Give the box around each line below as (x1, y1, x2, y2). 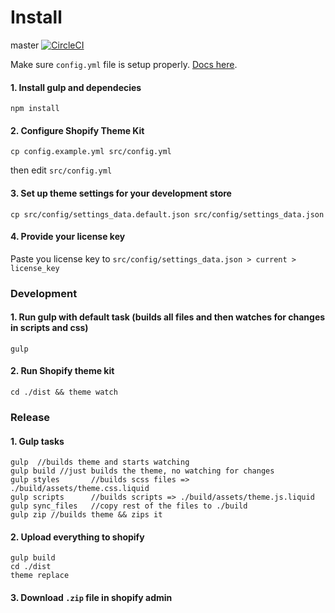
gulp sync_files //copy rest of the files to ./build (10, 501, 248, 511)
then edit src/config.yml (10, 164, 113, 176)
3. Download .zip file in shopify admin (10, 592, 173, 603)
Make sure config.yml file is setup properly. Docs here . (10, 58, 238, 70)
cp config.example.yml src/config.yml (10, 147, 172, 157)
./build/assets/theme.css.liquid (10, 484, 150, 494)
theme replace (10, 571, 70, 581)
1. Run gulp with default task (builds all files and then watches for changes (10, 311, 326, 323)
